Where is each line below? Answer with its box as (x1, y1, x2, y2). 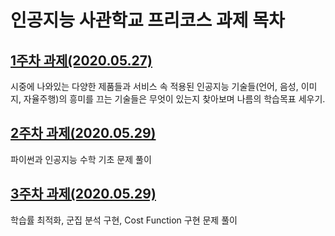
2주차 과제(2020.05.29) (10, 125, 157, 142)
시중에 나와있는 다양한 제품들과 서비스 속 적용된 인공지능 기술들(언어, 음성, (10, 81, 299, 92)
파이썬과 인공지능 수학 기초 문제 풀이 (10, 153, 152, 165)
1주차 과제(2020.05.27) (10, 52, 153, 69)
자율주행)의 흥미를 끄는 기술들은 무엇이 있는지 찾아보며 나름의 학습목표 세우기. (23, 93, 326, 105)
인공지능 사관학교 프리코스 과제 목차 (10, 9, 285, 32)
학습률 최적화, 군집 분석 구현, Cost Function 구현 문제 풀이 (10, 214, 238, 226)
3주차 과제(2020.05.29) (10, 186, 157, 203)
